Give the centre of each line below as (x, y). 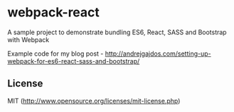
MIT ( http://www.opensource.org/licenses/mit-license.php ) (94, 101)
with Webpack (28, 39)
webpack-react (53, 12)
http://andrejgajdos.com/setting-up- (158, 54)
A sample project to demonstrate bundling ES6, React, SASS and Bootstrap (117, 32)
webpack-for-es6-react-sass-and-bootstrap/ (74, 61)
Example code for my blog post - (55, 54)
